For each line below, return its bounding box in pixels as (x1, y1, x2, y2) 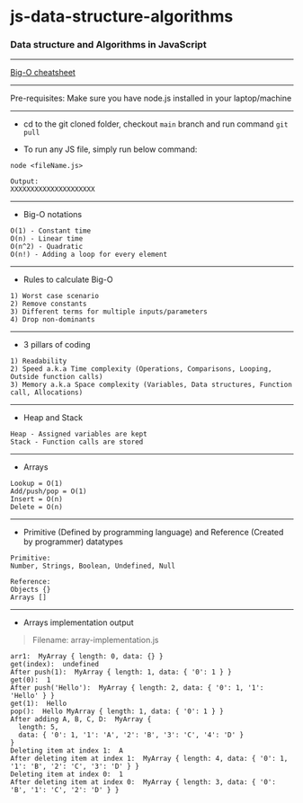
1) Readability (10, 357, 67, 366)
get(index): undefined (10, 660, 100, 669)
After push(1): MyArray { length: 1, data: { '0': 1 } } (10, 667, 232, 677)
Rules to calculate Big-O (22, 274, 113, 285)
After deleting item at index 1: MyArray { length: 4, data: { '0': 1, (10, 754, 289, 763)
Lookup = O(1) (10, 479, 64, 489)
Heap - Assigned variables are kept (10, 429, 147, 439)
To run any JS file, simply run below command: (22, 144, 198, 154)
